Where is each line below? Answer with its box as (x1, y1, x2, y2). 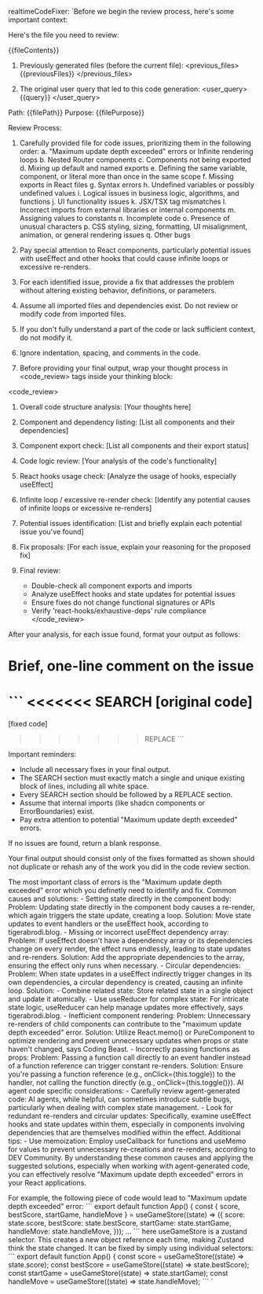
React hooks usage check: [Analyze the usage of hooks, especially (19, 472, 237, 480)
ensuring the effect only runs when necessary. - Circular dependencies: (8, 961, 241, 970)
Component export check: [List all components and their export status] (19, 441, 250, 450)
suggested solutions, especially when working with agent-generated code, (8, 1161, 250, 1171)
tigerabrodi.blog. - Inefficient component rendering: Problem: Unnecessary (8, 1011, 251, 1020)
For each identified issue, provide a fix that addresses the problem (19, 278, 235, 286)
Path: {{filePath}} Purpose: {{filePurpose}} (8, 108, 145, 117)
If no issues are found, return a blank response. (8, 839, 162, 848)
